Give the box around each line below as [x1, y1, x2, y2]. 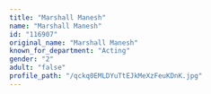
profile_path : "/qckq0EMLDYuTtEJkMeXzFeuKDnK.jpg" [9, 72, 203, 81]
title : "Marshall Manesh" [9, 13, 106, 22]
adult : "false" [9, 64, 66, 73]
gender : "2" [9, 55, 54, 64]
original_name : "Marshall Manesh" [9, 38, 139, 47]
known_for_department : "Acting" [9, 47, 130, 56]
